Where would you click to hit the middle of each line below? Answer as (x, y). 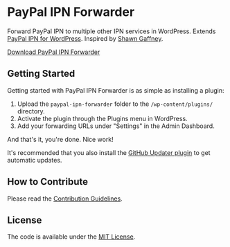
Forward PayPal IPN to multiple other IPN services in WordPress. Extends (112, 31)
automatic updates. (35, 160)
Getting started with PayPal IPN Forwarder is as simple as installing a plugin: (116, 90)
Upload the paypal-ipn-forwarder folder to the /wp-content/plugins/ (115, 104)
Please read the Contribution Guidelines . (65, 199)
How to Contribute (48, 182)
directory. (31, 111)
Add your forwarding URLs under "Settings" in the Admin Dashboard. (116, 126)
